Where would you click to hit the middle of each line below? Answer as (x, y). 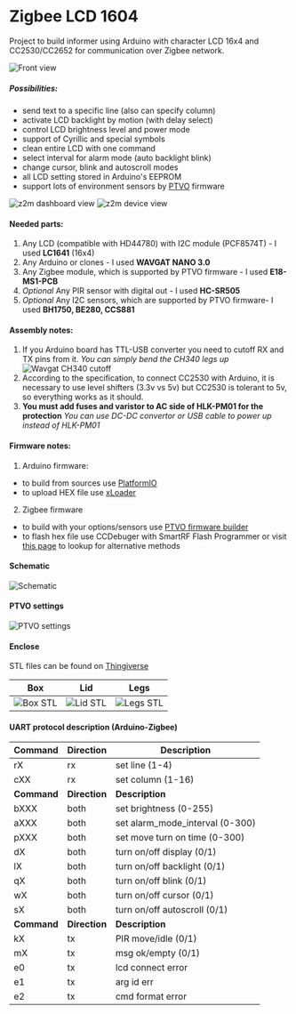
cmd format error (151, 996)
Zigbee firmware (52, 510)
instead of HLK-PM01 (61, 425)
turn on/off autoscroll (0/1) (172, 910)
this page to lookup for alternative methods (101, 545)
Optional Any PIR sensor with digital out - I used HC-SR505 (131, 291)
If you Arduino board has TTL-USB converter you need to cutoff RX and (153, 350)
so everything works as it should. (83, 397)
